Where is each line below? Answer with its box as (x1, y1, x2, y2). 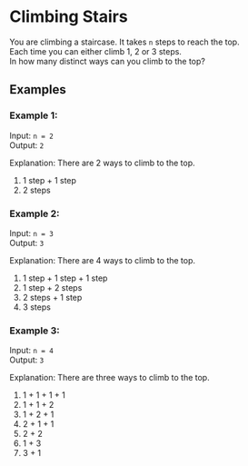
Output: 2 (9, 139, 45, 151)
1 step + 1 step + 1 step (22, 273, 108, 283)
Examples (9, 82, 66, 97)
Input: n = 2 (9, 130, 55, 141)
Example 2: (9, 207, 60, 220)
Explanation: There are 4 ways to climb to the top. (9, 254, 196, 265)
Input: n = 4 (9, 345, 55, 356)
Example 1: (9, 109, 58, 122)
